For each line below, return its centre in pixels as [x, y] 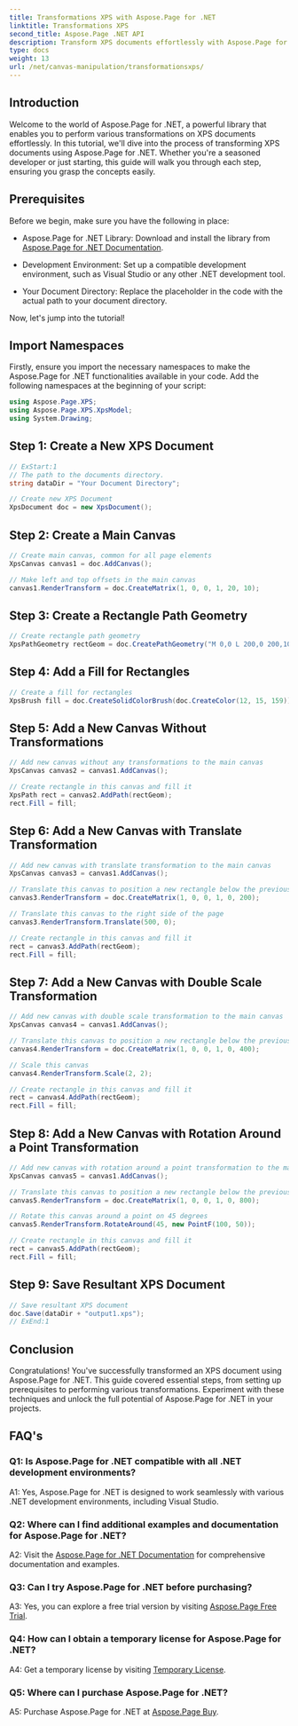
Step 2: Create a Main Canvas [93, 535]
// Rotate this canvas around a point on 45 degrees [109, 1217]
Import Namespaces [67, 346]
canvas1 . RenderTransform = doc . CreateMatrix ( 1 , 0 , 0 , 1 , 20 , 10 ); [134, 588]
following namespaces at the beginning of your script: [108, 386]
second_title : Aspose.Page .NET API [77, 34]
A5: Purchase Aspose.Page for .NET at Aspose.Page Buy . [114, 1711]
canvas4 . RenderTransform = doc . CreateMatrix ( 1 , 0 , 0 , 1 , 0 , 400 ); [134, 1049]
